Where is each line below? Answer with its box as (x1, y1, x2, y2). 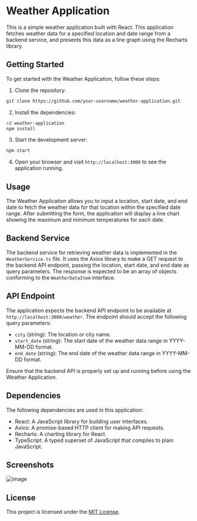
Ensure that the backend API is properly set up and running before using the (6, 367, 191, 374)
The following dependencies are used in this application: (6, 406, 143, 414)
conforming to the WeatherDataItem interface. (6, 274, 116, 281)
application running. (14, 165, 64, 172)
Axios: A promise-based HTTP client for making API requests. (14, 424, 165, 431)
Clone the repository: (14, 87, 67, 94)
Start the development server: (14, 136, 88, 143)
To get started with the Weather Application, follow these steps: (6, 75, 161, 82)
